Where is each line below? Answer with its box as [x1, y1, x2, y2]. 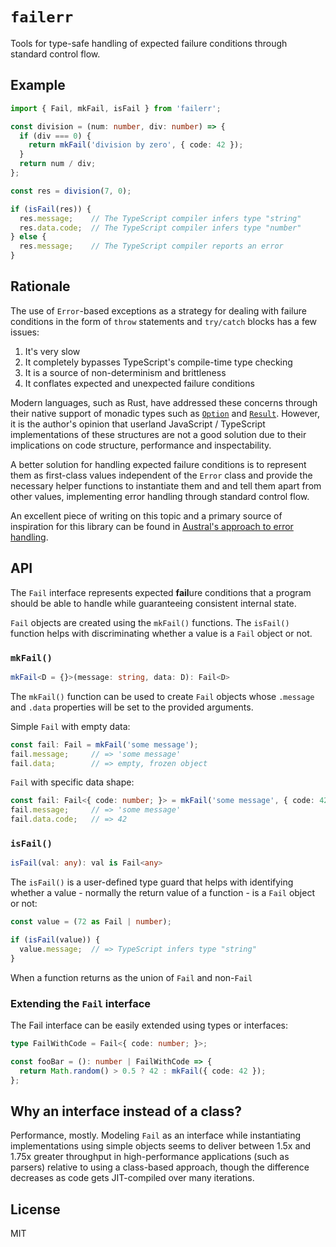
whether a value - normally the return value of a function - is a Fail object [10, 887, 316, 899]
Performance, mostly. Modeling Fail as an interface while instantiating [10, 1129, 301, 1142]
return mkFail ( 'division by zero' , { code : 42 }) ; [28, 140, 244, 150]
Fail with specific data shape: [10, 776, 135, 788]
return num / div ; [19, 159, 97, 169]
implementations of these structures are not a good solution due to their [10, 428, 307, 440]
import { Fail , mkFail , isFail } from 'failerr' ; [10, 103, 222, 113]
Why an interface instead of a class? [10, 1103, 243, 1120]
